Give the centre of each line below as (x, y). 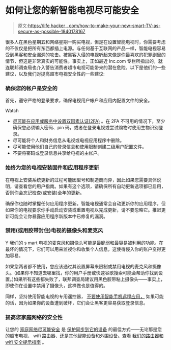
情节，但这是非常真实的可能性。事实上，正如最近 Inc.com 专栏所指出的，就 (84, 61)
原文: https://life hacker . (42, 26)
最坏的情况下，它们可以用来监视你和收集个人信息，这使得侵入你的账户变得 (83, 249)
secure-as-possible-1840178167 (51, 31)
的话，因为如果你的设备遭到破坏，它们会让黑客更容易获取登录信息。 (77, 302)
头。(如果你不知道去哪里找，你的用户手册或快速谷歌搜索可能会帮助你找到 (82, 273)
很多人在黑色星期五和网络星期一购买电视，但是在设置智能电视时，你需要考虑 (85, 42)
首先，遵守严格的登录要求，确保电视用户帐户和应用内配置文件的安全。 (79, 101)
